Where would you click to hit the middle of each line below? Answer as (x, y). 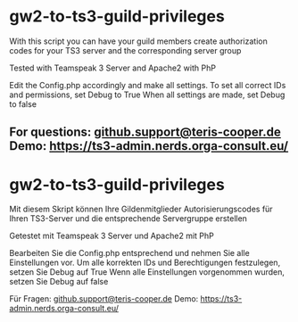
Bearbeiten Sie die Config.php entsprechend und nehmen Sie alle (129, 253)
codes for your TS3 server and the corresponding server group (125, 50)
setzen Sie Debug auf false (59, 282)
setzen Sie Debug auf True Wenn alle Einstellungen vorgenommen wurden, (147, 272)
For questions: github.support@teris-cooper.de (145, 132)
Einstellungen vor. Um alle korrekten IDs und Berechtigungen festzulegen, (145, 263)
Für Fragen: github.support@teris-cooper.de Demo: (104, 299)
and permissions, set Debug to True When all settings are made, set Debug (147, 95)
